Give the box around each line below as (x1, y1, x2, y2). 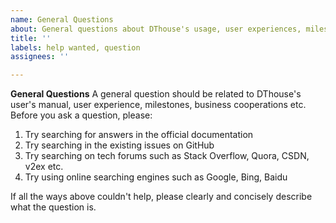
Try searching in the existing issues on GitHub (24, 139, 215, 151)
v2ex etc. (24, 161, 64, 173)
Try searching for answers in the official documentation (24, 129, 254, 141)
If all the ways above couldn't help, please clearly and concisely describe (10, 191, 313, 203)
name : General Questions (10, 14, 114, 25)
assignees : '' (10, 52, 70, 62)
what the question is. (10, 201, 97, 213)
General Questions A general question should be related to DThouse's (10, 88, 302, 100)
